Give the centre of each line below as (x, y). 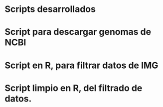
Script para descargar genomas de (78, 32)
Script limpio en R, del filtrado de (74, 88)
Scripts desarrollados (50, 9)
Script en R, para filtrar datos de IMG (81, 65)
